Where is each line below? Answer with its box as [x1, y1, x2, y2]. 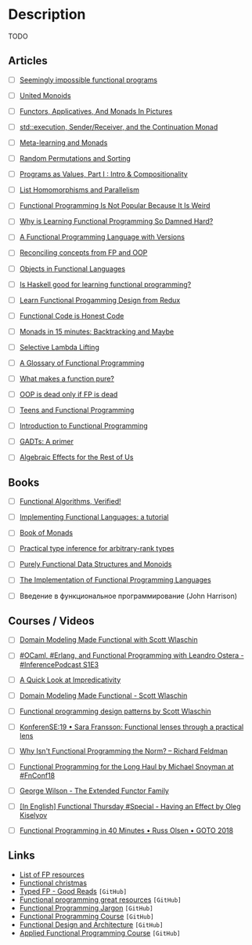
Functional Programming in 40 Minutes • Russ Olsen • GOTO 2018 [19, 826, 233, 835]
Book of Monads [19, 528, 74, 538]
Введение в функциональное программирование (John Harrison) [19, 591, 237, 600]
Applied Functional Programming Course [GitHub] [19, 928, 181, 937]
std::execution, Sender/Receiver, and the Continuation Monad [19, 122, 218, 131]
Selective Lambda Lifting [19, 342, 99, 352]
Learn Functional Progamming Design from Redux [19, 295, 181, 305]
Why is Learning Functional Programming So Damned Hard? [19, 217, 214, 226]
